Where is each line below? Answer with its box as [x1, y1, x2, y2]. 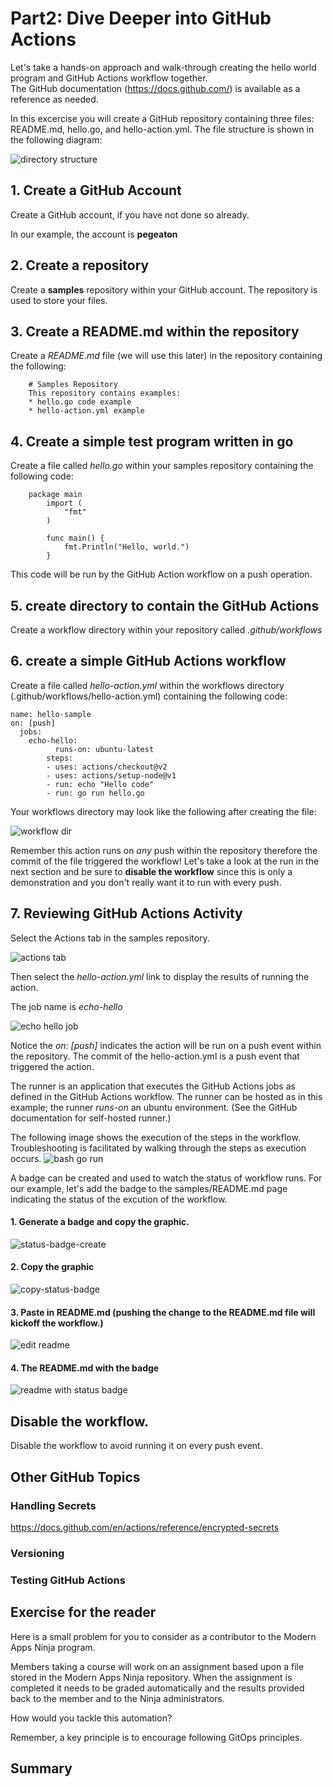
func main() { [46, 533, 105, 544]
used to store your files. [10, 294, 108, 306]
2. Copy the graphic [10, 1261, 95, 1273]
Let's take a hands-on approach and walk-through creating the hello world [10, 61, 317, 73]
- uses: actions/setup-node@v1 [46, 770, 177, 781]
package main [28, 490, 83, 500]
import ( [46, 498, 83, 509]
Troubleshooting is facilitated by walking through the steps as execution [10, 1142, 307, 1154]
